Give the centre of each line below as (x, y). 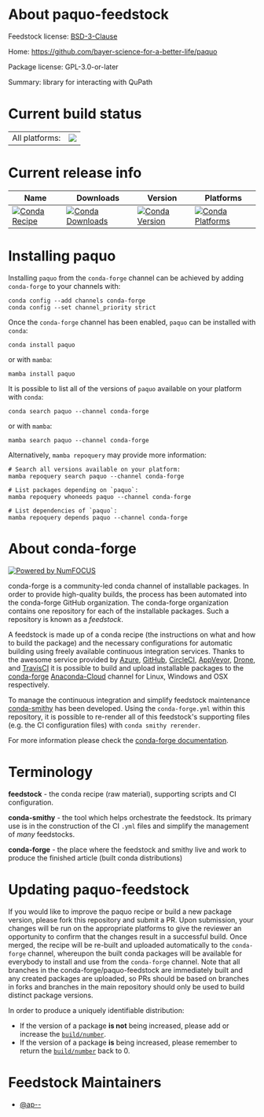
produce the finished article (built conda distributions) (95, 858)
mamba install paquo (42, 374)
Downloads (98, 198)
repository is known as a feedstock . (66, 619)
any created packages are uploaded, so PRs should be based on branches (129, 978)
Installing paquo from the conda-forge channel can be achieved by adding (126, 278)
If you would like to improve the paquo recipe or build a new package (120, 912)
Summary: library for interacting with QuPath (81, 82)
